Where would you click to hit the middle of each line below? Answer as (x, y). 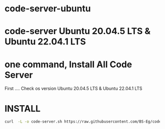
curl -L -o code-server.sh (33, 122)
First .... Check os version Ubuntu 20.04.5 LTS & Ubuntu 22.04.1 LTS (73, 88)
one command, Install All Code (68, 64)
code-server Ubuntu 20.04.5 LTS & (78, 31)
